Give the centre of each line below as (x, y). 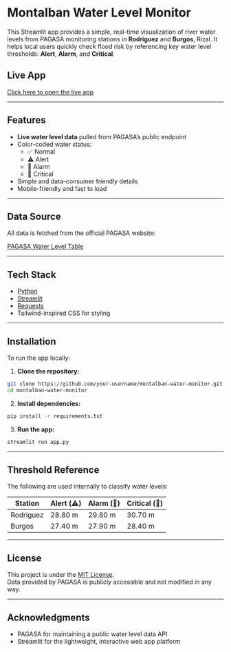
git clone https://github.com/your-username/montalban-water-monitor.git (115, 384)
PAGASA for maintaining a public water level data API (92, 634)
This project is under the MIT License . (61, 575)
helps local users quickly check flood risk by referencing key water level (109, 46)
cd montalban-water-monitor (47, 390)
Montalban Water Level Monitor (99, 13)
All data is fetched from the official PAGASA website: (81, 233)
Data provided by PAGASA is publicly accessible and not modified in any (109, 582)
